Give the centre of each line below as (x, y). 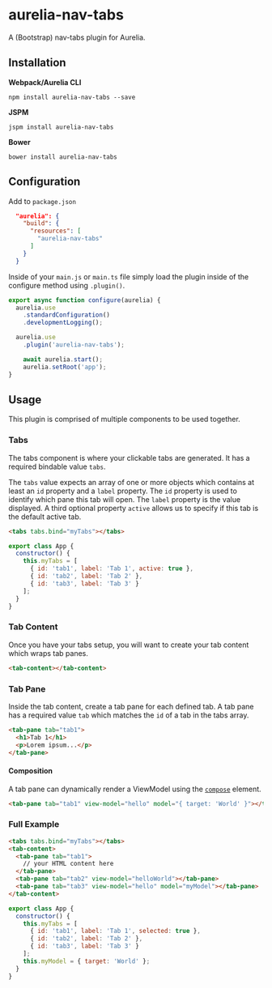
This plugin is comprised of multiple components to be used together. (124, 419)
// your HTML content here (68, 864)
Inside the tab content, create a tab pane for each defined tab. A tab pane (131, 706)
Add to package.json (42, 201)
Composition (30, 770)
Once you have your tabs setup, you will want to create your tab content (129, 645)
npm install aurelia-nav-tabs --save (72, 97)
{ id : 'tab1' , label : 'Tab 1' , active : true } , (112, 569)
